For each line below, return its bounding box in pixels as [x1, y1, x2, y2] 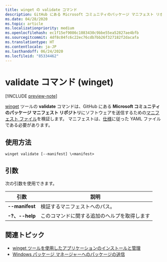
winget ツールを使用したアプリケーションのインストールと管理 [12, 245, 141, 251]
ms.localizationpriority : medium [5, 26, 75, 31]
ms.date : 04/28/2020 [5, 16, 48, 21]
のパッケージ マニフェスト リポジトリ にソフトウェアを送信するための [5, 110, 147, 116]
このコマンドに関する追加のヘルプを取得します [40, 212, 150, 219]
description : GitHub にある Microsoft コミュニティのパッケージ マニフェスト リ [5, 12, 160, 17]
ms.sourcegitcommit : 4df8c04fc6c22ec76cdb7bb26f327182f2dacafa [5, 35, 139, 40]
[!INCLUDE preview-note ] [5, 93, 58, 99]
